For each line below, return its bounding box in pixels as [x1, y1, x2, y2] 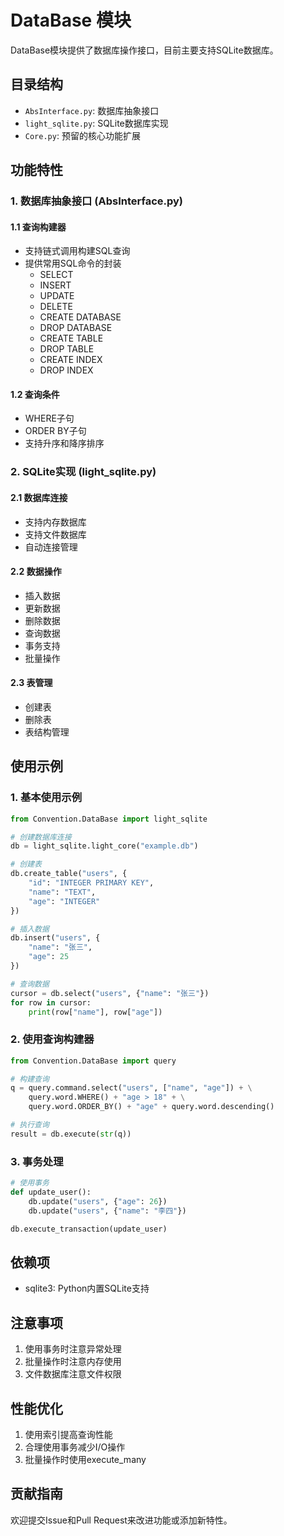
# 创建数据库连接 [10, 832, 72, 842]
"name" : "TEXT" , [28, 887, 97, 897]
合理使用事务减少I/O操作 [24, 1441, 126, 1453]
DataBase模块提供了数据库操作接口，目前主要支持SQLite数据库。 [10, 44, 279, 56]
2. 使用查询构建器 [10, 1032, 95, 1046]
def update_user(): [10, 1187, 92, 1198]
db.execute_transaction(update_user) [10, 1224, 168, 1234]
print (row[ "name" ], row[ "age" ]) [28, 1007, 163, 1017]
